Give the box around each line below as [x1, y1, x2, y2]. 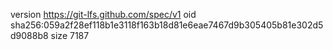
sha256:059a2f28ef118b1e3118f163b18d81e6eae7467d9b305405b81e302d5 [10, 19, 324, 31]
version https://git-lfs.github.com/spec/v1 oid [10, 9, 197, 20]
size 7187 [50, 30, 90, 41]
